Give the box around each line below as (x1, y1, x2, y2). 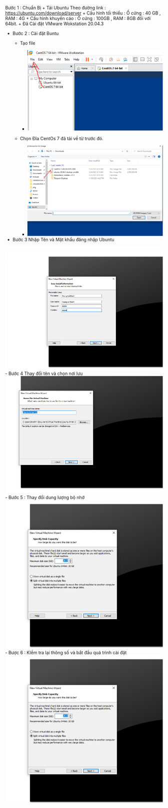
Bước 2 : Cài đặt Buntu (12, 31, 59, 36)
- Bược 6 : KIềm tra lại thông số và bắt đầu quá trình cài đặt (5, 649, 127, 655)
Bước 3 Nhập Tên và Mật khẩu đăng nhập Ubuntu (12, 237, 114, 243)
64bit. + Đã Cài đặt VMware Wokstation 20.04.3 (5, 21, 104, 27)
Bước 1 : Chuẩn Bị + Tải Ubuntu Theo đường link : (5, 5, 106, 11)
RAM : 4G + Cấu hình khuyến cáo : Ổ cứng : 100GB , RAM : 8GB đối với (5, 16, 151, 21)
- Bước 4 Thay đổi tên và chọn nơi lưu (5, 370, 83, 376)
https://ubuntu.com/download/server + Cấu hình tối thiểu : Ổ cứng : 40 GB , (5, 10, 161, 16)
